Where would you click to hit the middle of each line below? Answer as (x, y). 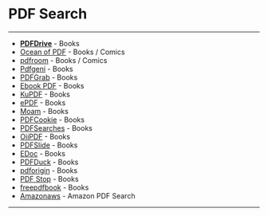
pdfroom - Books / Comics (63, 60)
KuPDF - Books (45, 94)
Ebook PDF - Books (52, 85)
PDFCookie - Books (52, 120)
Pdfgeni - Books (46, 69)
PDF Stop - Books (49, 179)
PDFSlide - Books (49, 145)
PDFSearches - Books (56, 128)
